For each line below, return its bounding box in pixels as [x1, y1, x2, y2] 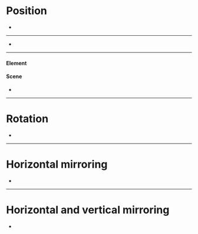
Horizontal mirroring [6, 158, 108, 171]
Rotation [6, 112, 49, 125]
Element [6, 59, 27, 66]
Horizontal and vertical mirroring [6, 203, 170, 216]
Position [6, 4, 47, 18]
